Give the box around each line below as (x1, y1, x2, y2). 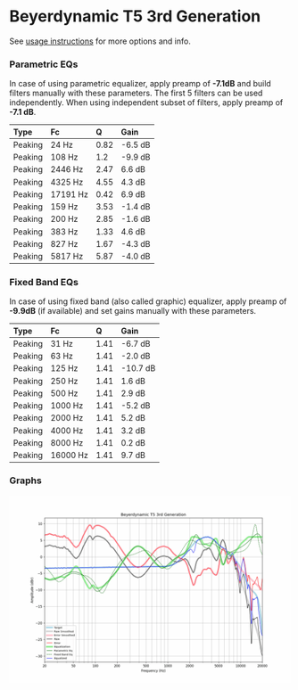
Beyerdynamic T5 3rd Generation (9, 6, 261, 27)
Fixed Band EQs (9, 275, 79, 288)
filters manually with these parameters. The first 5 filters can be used (9, 87, 263, 99)
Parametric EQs (9, 58, 79, 70)
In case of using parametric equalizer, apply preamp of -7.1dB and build (9, 78, 272, 89)
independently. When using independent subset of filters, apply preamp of (9, 97, 284, 108)
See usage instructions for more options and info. (9, 36, 192, 46)
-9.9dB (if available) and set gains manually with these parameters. (9, 306, 257, 316)
